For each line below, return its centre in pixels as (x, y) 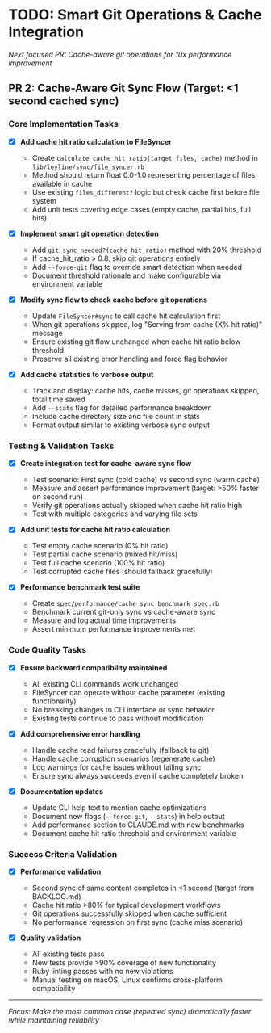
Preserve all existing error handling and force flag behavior (130, 359)
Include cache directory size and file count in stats (116, 416)
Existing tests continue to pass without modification (118, 718)
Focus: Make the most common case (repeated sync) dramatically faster (130, 1012)
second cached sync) (64, 101)
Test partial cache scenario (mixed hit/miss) (105, 554)
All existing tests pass (68, 954)
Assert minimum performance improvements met (114, 629)
